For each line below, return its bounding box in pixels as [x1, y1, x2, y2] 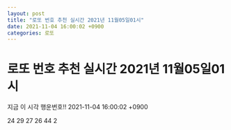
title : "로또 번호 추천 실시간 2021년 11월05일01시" [7, 17, 145, 24]
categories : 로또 [7, 29, 54, 37]
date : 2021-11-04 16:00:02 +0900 [7, 23, 104, 30]
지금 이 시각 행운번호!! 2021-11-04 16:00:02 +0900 [7, 103, 148, 111]
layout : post [7, 10, 45, 17]
